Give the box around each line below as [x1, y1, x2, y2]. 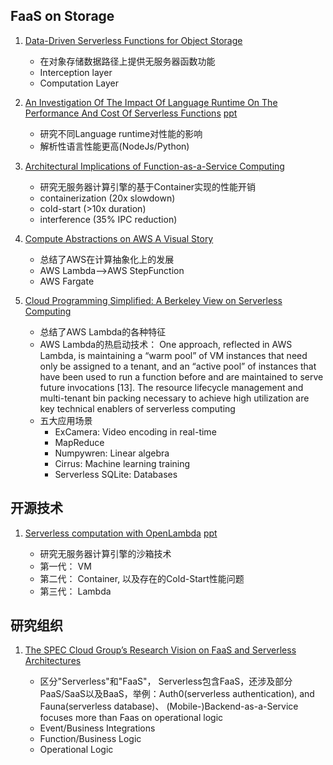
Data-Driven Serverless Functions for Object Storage [24, 34, 243, 46]
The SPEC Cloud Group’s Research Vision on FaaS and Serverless [24, 644, 297, 656]
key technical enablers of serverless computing [39, 402, 236, 414]
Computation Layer [39, 77, 120, 89]
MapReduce [54, 436, 105, 448]
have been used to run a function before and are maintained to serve [39, 370, 324, 383]
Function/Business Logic [39, 733, 142, 745]
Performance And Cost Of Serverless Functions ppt [24, 107, 238, 119]
